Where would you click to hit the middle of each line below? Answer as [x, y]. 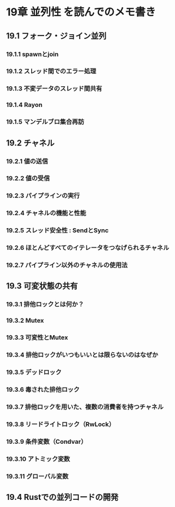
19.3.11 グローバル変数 [37, 476]
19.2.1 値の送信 [27, 161]
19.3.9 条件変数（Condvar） [47, 441]
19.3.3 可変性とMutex [37, 337]
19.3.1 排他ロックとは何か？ [45, 304]
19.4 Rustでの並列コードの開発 [62, 497]
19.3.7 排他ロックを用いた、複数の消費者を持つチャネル [85, 407]
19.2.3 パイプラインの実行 [43, 196]
